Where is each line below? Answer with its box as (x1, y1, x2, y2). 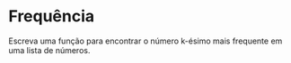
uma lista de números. (8, 44, 91, 55)
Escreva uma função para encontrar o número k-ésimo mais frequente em (8, 35, 283, 46)
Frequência (8, 6, 95, 27)
